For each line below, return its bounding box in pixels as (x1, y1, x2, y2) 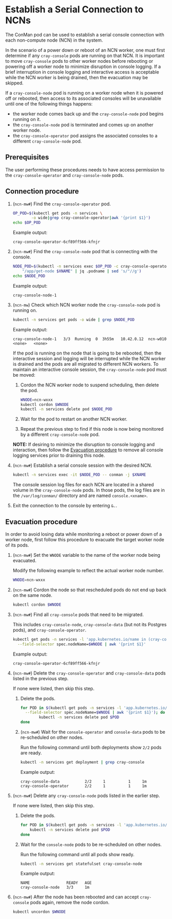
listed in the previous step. (12, 675, 69, 681)
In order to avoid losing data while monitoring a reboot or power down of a (5, 531, 162, 537)
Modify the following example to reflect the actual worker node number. (12, 568, 164, 573)
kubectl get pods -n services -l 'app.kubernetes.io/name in (12, 637, 146, 642)
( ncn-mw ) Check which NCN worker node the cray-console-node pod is (12, 302, 160, 308)
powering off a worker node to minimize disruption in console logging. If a (5, 63, 161, 69)
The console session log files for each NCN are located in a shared (12, 482, 154, 488)
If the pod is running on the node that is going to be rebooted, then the (12, 350, 162, 356)
